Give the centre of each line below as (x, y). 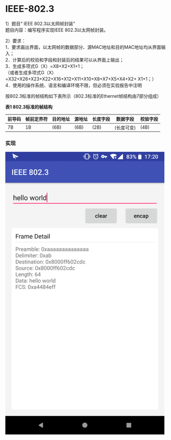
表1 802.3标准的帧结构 (29, 107)
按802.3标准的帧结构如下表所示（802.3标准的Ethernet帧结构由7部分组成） (83, 96)
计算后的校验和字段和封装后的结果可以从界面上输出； (68, 60)
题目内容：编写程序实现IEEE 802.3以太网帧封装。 (57, 30)
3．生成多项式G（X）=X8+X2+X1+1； (45, 66)
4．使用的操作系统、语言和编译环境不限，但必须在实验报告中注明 (74, 85)
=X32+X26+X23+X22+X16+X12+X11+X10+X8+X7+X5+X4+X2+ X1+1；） (81, 79)
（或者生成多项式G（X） (31, 72)
